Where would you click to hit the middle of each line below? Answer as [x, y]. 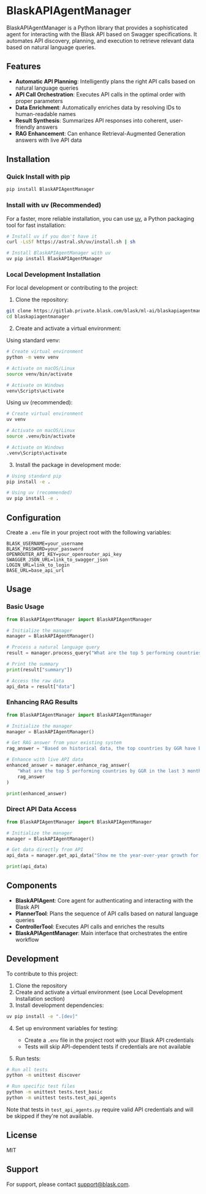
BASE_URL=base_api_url [35, 570]
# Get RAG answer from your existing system [64, 743]
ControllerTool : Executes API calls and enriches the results [90, 926]
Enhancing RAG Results [42, 702]
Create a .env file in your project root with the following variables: [89, 532]
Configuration [34, 518]
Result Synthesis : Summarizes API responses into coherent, [92, 120]
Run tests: [28, 1058]
